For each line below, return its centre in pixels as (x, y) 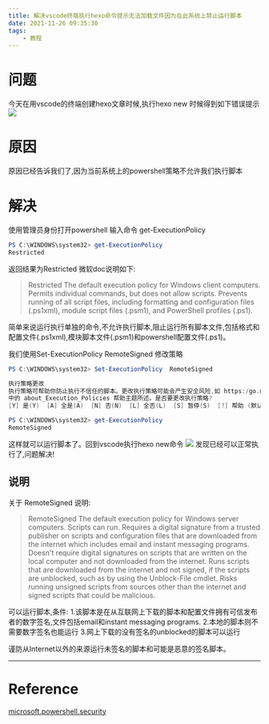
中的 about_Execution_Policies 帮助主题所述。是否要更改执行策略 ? (110, 398)
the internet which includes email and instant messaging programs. (139, 544)
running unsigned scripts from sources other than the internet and (137, 586)
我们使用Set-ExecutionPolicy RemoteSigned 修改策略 (96, 354)
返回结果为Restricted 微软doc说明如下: (72, 268)
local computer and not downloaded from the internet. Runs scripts (139, 561)
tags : (17, 30)
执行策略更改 (26, 384)
